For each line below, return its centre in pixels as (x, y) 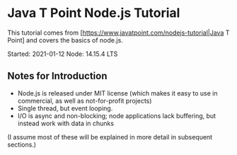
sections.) (22, 144)
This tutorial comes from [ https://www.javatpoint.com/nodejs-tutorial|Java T (118, 33)
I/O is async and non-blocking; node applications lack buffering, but (117, 115)
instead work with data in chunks (66, 123)
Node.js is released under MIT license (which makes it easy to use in (117, 93)
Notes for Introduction (57, 76)
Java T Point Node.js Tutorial (94, 13)
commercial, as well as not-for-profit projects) (85, 101)
